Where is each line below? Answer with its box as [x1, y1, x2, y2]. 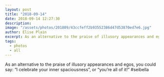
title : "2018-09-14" [5, 12, 47, 17]
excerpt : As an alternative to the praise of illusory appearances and [5, 35, 154, 39]
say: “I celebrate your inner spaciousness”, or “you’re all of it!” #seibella [5, 66, 149, 72]
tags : [5, 39, 16, 44]
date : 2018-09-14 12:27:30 [5, 16, 60, 21]
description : [5, 20, 32, 26]
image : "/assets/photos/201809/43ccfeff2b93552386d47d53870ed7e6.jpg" [5, 25, 152, 30]
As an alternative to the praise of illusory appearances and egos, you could [5, 61, 156, 67]
